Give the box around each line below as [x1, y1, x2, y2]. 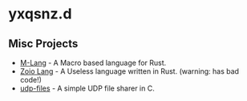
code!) [19, 75, 43, 84]
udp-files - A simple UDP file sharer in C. [19, 83, 155, 93]
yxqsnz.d [8, 5, 72, 23]
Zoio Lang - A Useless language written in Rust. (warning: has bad [19, 67, 239, 76]
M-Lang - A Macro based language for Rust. [19, 58, 167, 67]
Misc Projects [8, 37, 79, 50]
